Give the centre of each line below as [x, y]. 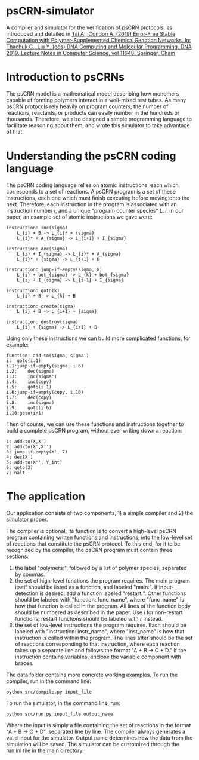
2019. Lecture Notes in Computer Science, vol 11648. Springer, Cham [91, 53]
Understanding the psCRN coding [91, 156]
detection [27, 593]
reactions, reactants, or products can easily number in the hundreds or [93, 112]
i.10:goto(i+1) [25, 413]
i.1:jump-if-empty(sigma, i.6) [45, 366]
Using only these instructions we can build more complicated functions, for [98, 338]
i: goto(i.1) [24, 361]
